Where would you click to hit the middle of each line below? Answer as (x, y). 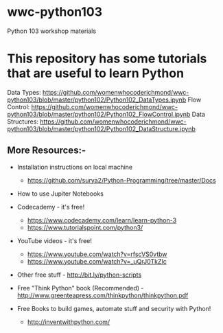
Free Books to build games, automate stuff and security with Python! (114, 308)
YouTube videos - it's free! (55, 240)
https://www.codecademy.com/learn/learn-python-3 (102, 220)
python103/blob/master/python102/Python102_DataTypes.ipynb (97, 100)
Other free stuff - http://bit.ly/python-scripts (79, 275)
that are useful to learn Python (95, 73)
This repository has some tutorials (107, 59)
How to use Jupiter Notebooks (60, 194)
